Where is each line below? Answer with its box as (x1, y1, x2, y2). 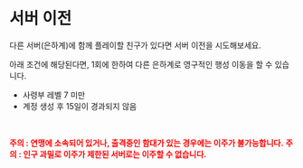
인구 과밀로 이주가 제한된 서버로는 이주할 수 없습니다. (23, 148, 207, 159)
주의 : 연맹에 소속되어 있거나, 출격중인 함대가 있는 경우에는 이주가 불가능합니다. (9, 137, 284, 148)
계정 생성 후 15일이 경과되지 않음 (22, 100, 137, 111)
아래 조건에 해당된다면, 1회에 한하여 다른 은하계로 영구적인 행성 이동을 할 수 (9, 59, 273, 70)
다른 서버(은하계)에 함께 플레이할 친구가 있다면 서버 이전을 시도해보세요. (9, 40, 262, 51)
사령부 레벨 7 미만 (22, 89, 86, 100)
